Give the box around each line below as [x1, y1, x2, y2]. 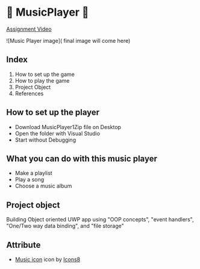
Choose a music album [14, 182, 72, 189]
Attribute [6, 239, 41, 250]
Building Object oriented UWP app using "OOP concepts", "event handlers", [6, 216, 194, 223]
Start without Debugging [14, 136, 77, 144]
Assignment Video [6, 25, 52, 33]
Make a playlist [14, 169, 52, 177]
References [14, 90, 44, 97]
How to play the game [14, 77, 70, 84]
